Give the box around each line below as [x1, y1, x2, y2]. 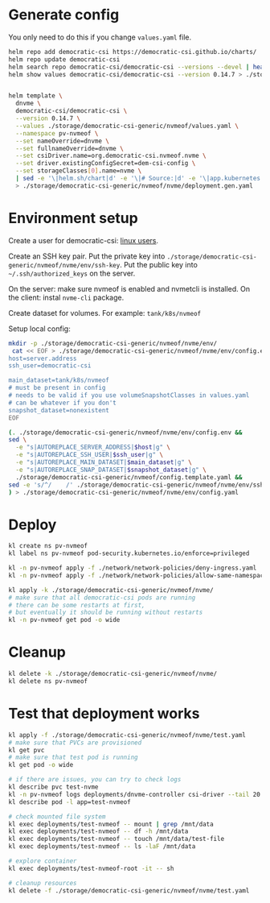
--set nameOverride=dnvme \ [15, 137, 110, 145]
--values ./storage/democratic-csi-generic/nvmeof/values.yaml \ [15, 122, 239, 130]
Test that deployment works [8, 705, 200, 723]
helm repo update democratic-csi [8, 55, 121, 64]
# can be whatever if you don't [8, 399, 117, 407]
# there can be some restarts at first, [8, 601, 146, 609]
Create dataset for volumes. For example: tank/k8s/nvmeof [8, 308, 202, 317]
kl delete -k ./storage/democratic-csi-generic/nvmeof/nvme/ [8, 670, 218, 678]
